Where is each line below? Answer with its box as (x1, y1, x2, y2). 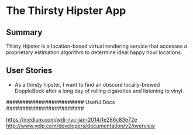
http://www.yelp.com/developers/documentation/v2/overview (6, 122, 155, 129)
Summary (6, 27, 43, 37)
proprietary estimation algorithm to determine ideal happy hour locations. (6, 49, 182, 56)
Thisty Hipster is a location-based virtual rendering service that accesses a (6, 42, 187, 49)
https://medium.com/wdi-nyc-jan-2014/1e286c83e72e (6, 116, 137, 123)
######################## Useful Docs (6, 98, 115, 105)
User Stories (6, 66, 53, 76)
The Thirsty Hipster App (6, 4, 126, 17)
